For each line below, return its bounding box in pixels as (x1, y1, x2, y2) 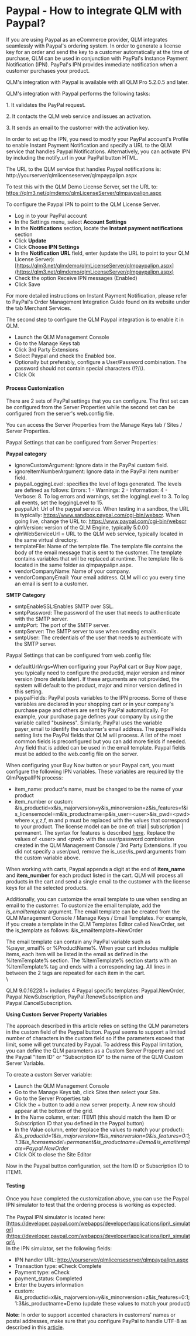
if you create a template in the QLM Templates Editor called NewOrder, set (6, 920, 185, 928)
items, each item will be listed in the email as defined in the (6, 951, 148, 958)
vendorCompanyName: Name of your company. (14, 568, 130, 575)
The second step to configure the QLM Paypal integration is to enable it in (6, 316, 184, 323)
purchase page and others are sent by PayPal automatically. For (14, 707, 169, 714)
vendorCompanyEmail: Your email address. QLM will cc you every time (14, 574, 185, 581)
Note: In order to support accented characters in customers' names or (6, 1311, 176, 1318)
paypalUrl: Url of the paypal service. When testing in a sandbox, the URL (14, 505, 190, 512)
